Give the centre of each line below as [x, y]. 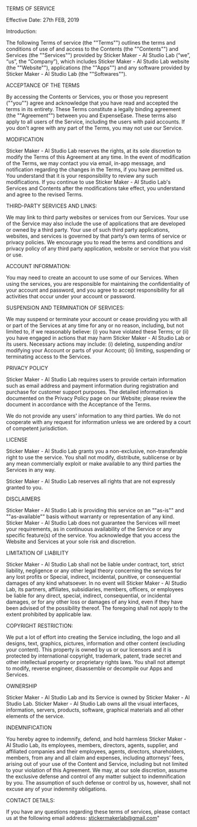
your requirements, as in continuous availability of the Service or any [89, 529]
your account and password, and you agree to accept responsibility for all [95, 290]
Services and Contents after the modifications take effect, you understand [96, 188]
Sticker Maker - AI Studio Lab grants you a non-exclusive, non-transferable [97, 451]
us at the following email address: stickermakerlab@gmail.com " [83, 818]
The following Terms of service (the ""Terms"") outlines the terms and [91, 43]
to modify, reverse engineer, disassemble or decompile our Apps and [89, 668]
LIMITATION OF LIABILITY [38, 553]
